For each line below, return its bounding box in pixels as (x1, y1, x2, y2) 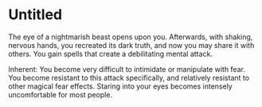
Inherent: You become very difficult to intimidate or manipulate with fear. (8, 64, 245, 73)
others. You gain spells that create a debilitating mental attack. (8, 49, 213, 58)
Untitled (8, 6, 63, 24)
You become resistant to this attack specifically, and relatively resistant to (8, 73, 249, 82)
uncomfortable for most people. (8, 89, 113, 99)
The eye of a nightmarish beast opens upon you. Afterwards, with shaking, (8, 32, 253, 42)
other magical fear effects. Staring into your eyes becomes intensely (8, 81, 233, 91)
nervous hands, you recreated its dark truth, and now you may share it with (8, 40, 255, 50)
